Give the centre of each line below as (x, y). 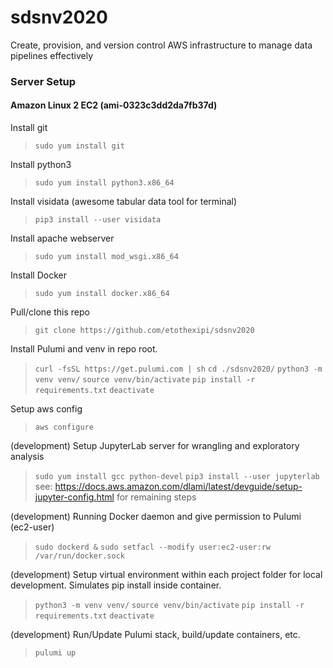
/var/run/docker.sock (79, 556)
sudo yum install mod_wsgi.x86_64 (106, 257)
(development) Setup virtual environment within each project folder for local (166, 575)
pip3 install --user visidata (98, 220)
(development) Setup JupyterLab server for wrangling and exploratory (155, 446)
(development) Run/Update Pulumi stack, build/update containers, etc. (155, 635)
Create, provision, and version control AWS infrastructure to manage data (161, 45)
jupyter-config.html (74, 497)
